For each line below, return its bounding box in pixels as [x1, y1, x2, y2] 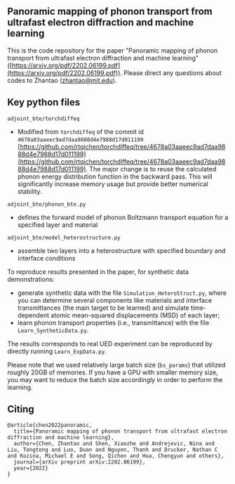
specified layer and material [17, 221, 98, 229]
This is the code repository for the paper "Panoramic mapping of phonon [7, 46, 218, 55]
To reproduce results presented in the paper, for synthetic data [7, 267, 189, 276]
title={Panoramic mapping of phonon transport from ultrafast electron [13, 428, 228, 435]
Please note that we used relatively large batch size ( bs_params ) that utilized [7, 360, 226, 369]
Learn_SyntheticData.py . [17, 326, 89, 334]
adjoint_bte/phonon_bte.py [7, 200, 86, 208]
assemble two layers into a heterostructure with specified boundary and [17, 246, 226, 255]
